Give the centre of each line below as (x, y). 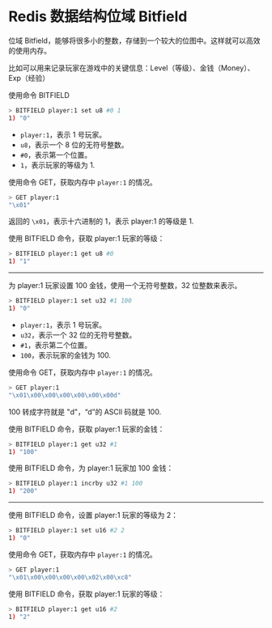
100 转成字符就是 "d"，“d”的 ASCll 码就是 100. (85, 412)
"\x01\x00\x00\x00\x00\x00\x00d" (65, 395)
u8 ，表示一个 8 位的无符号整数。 (74, 144)
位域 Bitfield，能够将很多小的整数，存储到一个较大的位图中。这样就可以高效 (134, 40)
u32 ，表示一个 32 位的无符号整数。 (78, 335)
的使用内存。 (30, 50)
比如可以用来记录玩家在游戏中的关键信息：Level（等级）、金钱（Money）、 (132, 68)
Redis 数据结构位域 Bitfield (98, 17)
